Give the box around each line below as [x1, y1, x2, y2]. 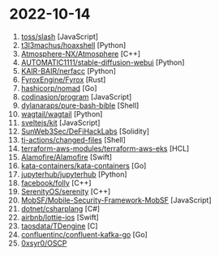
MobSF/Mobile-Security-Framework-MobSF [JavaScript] [20, 195, 212, 205]
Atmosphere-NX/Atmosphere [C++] [20, 49, 141, 58]
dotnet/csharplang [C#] [20, 203, 101, 213]
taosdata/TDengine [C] [20, 220, 98, 231]
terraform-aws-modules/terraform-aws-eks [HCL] [20, 143, 190, 153]
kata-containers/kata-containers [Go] [20, 160, 147, 170]
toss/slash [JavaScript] [20, 32, 99, 41]
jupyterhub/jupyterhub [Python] [20, 169, 128, 179]
